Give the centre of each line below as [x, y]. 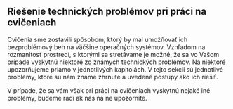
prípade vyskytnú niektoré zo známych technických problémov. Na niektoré [116, 62]
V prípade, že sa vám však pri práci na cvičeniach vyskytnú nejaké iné [109, 90]
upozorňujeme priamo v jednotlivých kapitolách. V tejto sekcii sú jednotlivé [115, 69]
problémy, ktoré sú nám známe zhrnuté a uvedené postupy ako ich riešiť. [113, 77]
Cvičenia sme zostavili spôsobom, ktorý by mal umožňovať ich [98, 39]
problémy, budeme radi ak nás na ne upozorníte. [77, 98]
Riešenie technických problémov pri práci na [107, 12]
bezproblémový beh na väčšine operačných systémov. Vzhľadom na [106, 47]
